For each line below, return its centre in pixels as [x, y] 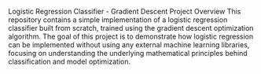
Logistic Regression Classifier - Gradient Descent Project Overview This [125, 11]
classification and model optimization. [70, 61]
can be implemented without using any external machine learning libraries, [129, 45]
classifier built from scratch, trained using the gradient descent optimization [131, 28]
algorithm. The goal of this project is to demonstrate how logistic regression [131, 36]
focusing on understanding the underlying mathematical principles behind [128, 53]
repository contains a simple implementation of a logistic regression [118, 20]
